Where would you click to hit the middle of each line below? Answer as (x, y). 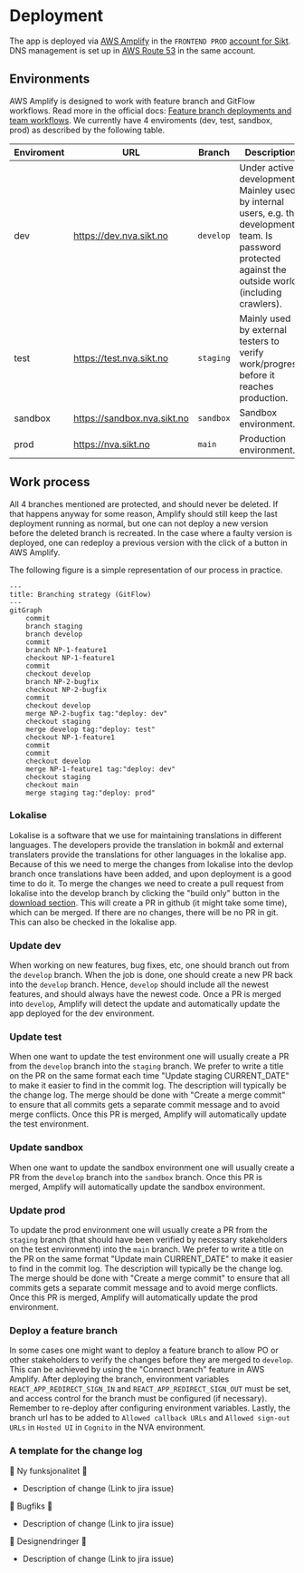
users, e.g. (261, 212)
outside (255, 280)
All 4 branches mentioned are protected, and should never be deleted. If (144, 503)
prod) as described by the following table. (87, 130)
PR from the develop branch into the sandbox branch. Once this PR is (136, 1177)
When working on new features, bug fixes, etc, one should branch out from (149, 965)
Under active (266, 167)
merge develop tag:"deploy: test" (90, 729)
